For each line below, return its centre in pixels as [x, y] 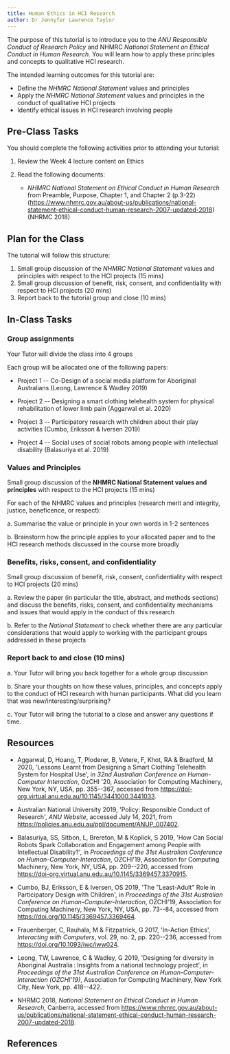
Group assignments [41, 339]
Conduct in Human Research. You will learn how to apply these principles [111, 54]
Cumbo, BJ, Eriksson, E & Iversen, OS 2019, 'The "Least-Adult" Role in [116, 887]
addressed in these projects [47, 640]
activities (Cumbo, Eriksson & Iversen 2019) [79, 429]
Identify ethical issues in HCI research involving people [95, 110]
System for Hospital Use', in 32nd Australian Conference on [102, 774]
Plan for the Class [46, 239]
